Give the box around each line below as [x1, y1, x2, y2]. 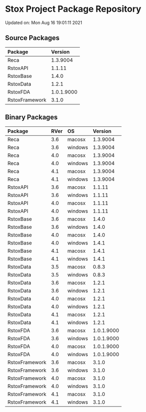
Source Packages [5, 34, 60, 42]
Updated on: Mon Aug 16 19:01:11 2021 [5, 20, 82, 25]
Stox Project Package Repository [5, 3, 142, 15]
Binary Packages [5, 113, 58, 121]
